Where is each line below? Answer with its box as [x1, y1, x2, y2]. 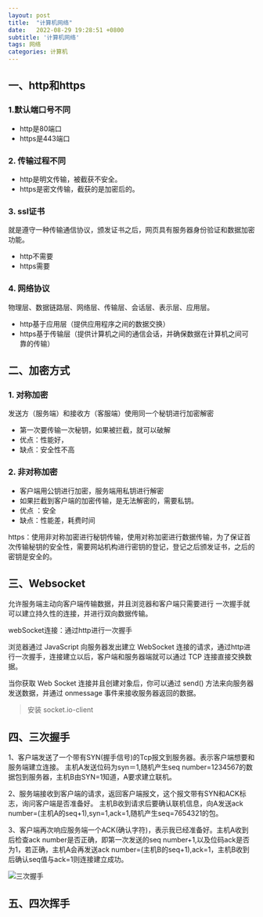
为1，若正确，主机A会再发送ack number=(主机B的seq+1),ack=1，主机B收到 [8, 845, 250, 854]
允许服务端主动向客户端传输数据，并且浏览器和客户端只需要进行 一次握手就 [8, 599, 250, 608]
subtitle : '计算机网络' [8, 33, 80, 42]
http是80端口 [19, 123, 63, 133]
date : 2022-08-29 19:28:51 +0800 [8, 26, 124, 34]
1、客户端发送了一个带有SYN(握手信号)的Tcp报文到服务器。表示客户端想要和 [8, 753, 255, 762]
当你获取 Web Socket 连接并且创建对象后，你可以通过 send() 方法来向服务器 [8, 678, 254, 688]
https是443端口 [19, 133, 70, 143]
